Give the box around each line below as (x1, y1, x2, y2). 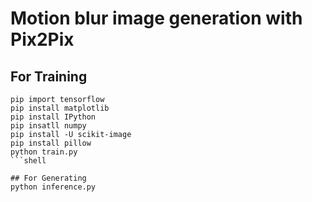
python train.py (10, 147, 78, 157)
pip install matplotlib (10, 103, 110, 113)
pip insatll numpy (10, 121, 87, 131)
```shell (10, 156, 47, 166)
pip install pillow (10, 138, 92, 148)
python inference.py (10, 182, 97, 192)
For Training (10, 68, 88, 85)
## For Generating (10, 173, 87, 183)
